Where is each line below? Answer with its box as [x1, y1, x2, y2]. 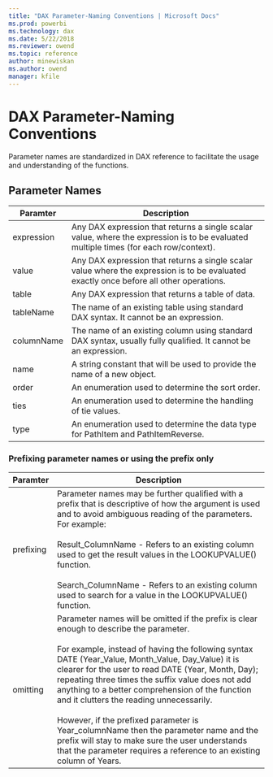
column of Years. [56, 755, 122, 766]
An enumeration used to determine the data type [71, 419, 258, 430]
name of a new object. [71, 369, 157, 380]
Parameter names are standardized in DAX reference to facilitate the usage [8, 151, 259, 161]
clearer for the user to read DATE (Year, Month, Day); [56, 663, 258, 675]
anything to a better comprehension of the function [56, 684, 252, 695]
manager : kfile [8, 72, 60, 80]
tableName [12, 306, 54, 318]
